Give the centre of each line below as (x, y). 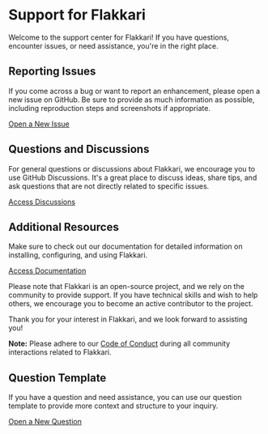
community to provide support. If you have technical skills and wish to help (133, 295)
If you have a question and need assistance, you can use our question (125, 398)
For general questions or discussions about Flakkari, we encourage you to (132, 168)
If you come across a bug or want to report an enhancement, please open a (134, 91)
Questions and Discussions (79, 149)
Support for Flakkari (77, 15)
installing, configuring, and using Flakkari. (78, 255)
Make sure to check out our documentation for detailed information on (125, 247)
